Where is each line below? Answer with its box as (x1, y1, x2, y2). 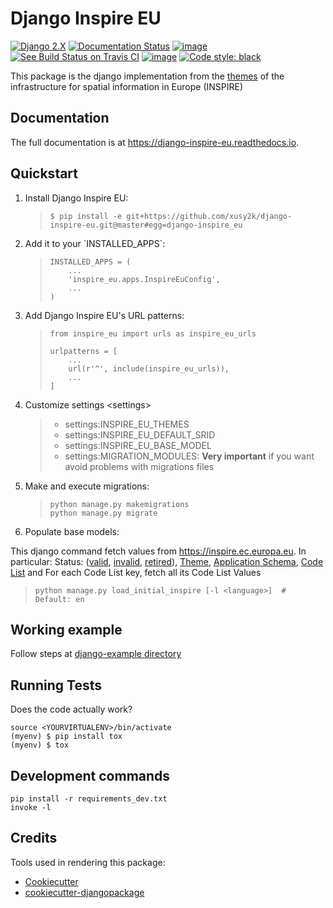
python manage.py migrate (49, 508, 158, 518)
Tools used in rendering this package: (10, 856, 166, 868)
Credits (10, 830, 58, 847)
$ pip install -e (49, 211, 123, 221)
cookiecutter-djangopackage (24, 886, 145, 898)
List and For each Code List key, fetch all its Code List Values (10, 566, 262, 578)
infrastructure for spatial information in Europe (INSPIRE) (10, 80, 244, 92)
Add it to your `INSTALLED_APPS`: (24, 237, 166, 249)
